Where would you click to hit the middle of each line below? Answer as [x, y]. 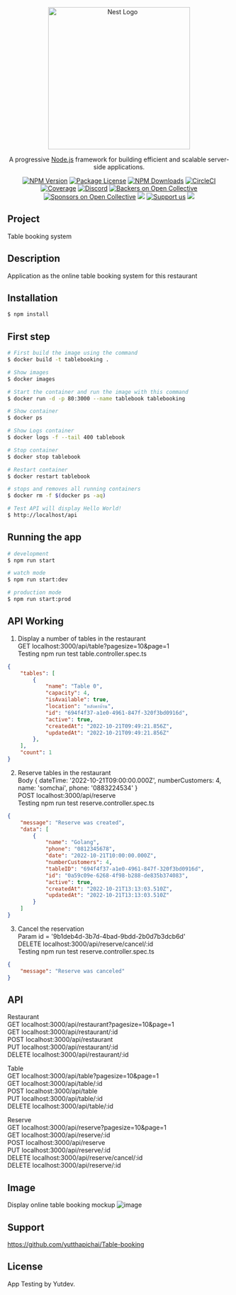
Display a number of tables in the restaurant [82, 638]
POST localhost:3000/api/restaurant [60, 1040]
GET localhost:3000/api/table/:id [55, 1084]
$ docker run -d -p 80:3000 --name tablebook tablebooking [96, 398]
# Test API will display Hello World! [64, 508]
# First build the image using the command [73, 353]
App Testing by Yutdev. [41, 1284]
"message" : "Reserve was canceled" [73, 971]
